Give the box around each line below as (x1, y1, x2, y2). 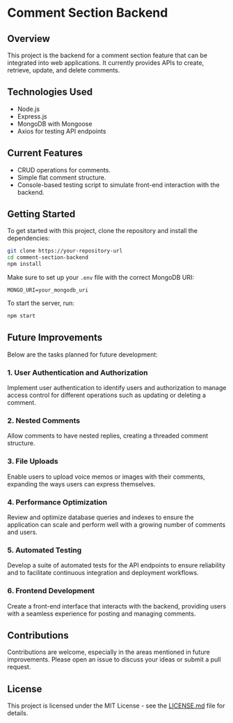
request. (7, 663, 31, 671)
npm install (7, 260, 42, 268)
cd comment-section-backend (7, 254, 89, 261)
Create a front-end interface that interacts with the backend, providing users (7, 602, 227, 610)
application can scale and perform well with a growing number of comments (7, 520, 226, 528)
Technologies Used (7, 86, 93, 98)
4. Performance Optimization (7, 497, 108, 507)
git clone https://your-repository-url (7, 248, 123, 255)
